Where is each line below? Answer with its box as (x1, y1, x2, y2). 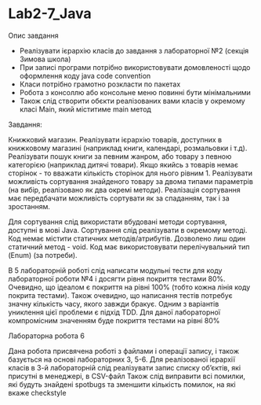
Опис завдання (8, 31, 59, 40)
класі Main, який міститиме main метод (19, 104, 151, 114)
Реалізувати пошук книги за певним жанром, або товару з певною (8, 151, 232, 161)
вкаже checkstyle (8, 388, 67, 397)
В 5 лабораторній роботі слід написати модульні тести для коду (8, 265, 223, 275)
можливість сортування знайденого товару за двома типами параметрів (8, 176, 253, 186)
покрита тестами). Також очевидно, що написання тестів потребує (8, 290, 233, 300)
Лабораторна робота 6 (8, 331, 85, 341)
